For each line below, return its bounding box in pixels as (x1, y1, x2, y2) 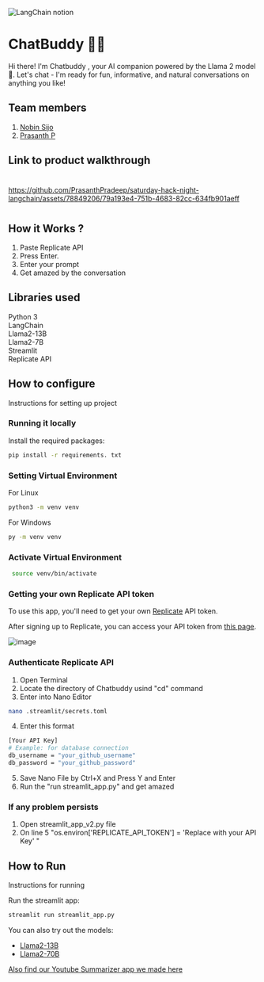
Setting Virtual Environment (8, 470, 118, 481)
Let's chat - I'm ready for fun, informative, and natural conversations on (17, 70, 250, 79)
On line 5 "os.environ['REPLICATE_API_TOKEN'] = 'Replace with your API (19, 828, 257, 838)
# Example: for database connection (8, 744, 129, 752)
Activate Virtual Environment (8, 552, 123, 563)
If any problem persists (8, 801, 99, 812)
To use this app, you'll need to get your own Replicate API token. (8, 606, 219, 616)
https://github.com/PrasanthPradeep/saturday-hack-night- (8, 185, 200, 195)
